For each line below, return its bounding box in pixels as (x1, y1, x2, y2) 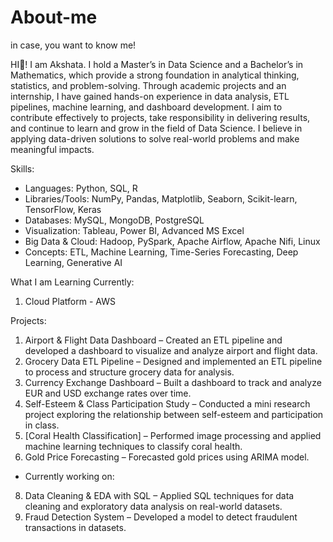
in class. (24, 419, 60, 431)
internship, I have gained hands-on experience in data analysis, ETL (10, 90, 290, 102)
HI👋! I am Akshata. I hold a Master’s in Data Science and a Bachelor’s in (10, 58, 304, 70)
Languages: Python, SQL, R (24, 182, 138, 194)
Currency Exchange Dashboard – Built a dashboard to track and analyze (24, 376, 322, 388)
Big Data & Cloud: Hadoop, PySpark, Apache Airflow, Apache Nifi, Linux (24, 235, 321, 247)
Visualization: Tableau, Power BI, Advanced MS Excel (24, 224, 245, 236)
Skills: (10, 162, 35, 175)
